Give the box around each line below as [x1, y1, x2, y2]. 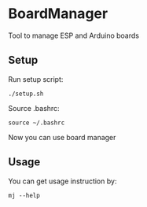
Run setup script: [8, 74, 64, 83]
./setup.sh [8, 90, 44, 98]
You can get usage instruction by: [8, 176, 117, 186]
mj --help [8, 191, 41, 199]
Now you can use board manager [8, 132, 116, 142]
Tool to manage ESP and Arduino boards [8, 31, 140, 40]
